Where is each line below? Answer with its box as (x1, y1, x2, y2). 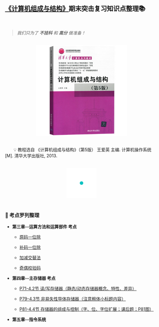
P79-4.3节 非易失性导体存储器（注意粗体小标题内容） (19, 296, 126, 302)
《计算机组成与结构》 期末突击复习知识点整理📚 (5, 4, 146, 13)
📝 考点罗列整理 (5, 212, 40, 218)
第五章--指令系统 (12, 317, 46, 323)
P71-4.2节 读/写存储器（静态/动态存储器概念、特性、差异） (19, 286, 137, 292)
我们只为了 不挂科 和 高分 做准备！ (16, 30, 86, 35)
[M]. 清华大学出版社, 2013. (5, 152, 58, 159)
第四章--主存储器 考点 (12, 276, 56, 281)
